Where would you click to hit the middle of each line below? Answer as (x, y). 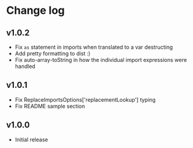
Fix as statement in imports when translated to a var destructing (94, 47)
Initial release (31, 140)
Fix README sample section (50, 106)
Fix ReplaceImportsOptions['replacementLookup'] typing (85, 99)
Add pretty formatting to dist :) (53, 54)
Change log (35, 11)
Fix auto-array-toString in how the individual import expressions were (101, 60)
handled (25, 66)
